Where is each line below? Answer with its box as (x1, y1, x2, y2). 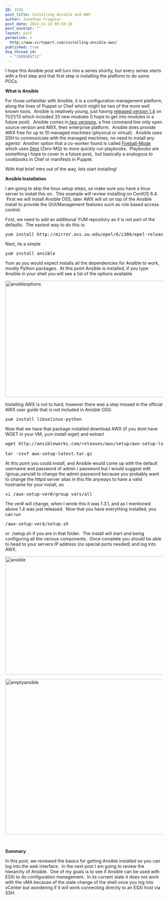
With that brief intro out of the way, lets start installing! (5, 166, 117, 172)
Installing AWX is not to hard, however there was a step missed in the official (5, 402, 162, 408)
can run (5, 511, 21, 517)
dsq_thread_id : (5, 49, 37, 54)
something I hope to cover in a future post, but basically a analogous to (5, 151, 153, 157)
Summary (5, 848, 26, 854)
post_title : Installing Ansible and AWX (5, 12, 91, 17)
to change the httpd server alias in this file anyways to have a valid (5, 476, 142, 482)
